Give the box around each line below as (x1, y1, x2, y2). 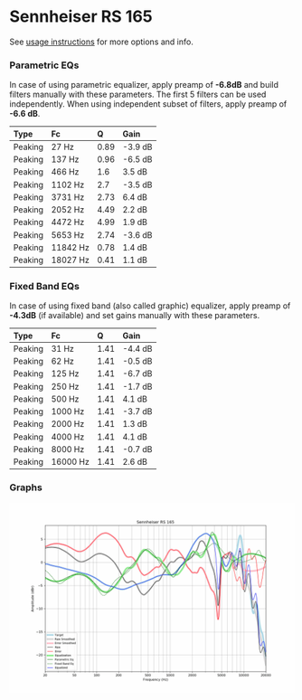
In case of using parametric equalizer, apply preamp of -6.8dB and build (9, 80, 278, 90)
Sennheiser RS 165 (9, 6, 153, 27)
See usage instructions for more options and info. (9, 36, 194, 47)
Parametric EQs (9, 59, 80, 71)
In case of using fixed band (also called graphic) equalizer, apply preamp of (9, 300, 291, 311)
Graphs (9, 481, 42, 494)
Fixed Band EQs (9, 279, 80, 292)
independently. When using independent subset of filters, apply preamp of (9, 99, 288, 109)
